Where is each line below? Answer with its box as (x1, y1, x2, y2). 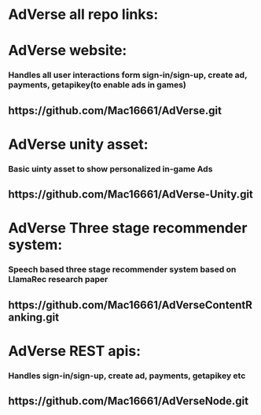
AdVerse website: (8, 42, 127, 60)
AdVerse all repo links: (8, 6, 159, 24)
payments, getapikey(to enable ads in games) (8, 80, 186, 91)
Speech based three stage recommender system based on (8, 264, 237, 275)
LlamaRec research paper (8, 274, 108, 285)
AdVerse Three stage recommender (8, 219, 248, 237)
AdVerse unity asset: (8, 135, 149, 153)
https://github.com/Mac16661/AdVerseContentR (8, 298, 253, 312)
